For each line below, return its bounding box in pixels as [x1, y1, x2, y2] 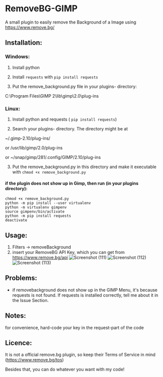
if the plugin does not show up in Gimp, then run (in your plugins [5, 180, 139, 186]
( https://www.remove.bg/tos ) [5, 357, 64, 363]
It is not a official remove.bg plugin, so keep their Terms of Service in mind [5, 352, 156, 358]
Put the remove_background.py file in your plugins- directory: [12, 83, 137, 89]
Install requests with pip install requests [12, 74, 98, 80]
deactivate [5, 218, 27, 223]
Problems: [5, 274, 37, 282]
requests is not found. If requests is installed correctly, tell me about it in [12, 292, 159, 298]
